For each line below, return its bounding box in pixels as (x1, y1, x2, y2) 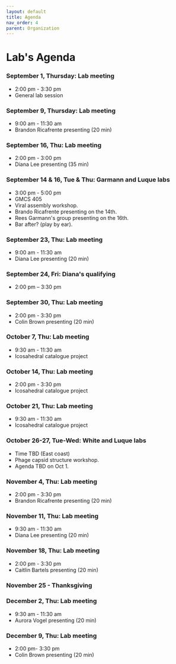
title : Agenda (6, 14, 41, 20)
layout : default (6, 8, 46, 15)
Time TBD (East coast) (14, 450, 70, 457)
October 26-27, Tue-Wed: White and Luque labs (6, 436, 146, 445)
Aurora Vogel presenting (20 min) (14, 617, 97, 624)
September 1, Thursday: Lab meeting (6, 72, 114, 80)
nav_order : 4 (6, 20, 39, 25)
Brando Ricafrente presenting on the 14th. (14, 208, 117, 215)
